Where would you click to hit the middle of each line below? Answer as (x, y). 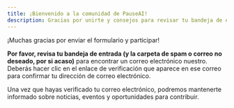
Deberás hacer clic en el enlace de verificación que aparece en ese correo (114, 68)
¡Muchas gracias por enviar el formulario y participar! (84, 40)
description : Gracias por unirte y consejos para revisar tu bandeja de (115, 20)
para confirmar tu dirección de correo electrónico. (79, 76)
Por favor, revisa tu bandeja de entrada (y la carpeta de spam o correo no (115, 54)
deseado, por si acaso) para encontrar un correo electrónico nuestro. (107, 61)
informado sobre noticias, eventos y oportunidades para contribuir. (103, 97)
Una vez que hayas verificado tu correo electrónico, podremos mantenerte (114, 89)
